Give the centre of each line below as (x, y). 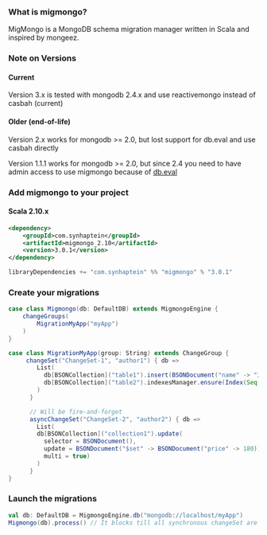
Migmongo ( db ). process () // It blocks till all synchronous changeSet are (133, 523)
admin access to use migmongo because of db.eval (93, 172)
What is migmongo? (48, 12)
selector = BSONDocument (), (90, 441)
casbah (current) (36, 103)
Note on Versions (43, 58)
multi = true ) (67, 456)
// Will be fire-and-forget (76, 412)
